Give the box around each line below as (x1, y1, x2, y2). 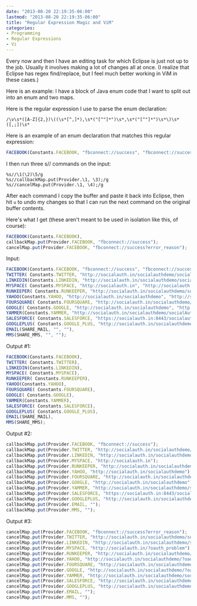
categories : (6, 25, 35, 31)
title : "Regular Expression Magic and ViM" (6, 19, 114, 25)
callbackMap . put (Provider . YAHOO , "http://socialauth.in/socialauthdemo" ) (6, 469, 191, 474)
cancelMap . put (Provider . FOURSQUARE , (6, 561, 96, 567)
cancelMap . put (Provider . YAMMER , (6, 573, 85, 578)
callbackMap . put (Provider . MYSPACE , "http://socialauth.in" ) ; (6, 457, 159, 464)
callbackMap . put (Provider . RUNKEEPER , (6, 463, 98, 469)
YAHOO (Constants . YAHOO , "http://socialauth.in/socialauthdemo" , (6, 294, 167, 299)
